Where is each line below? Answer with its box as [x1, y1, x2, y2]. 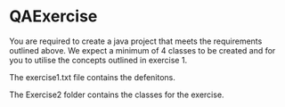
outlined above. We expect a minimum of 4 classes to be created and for [9, 45, 276, 55]
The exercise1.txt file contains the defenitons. [9, 71, 176, 82]
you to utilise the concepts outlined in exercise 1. [9, 54, 188, 65]
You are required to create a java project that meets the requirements [9, 36, 263, 46]
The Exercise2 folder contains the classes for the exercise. [9, 89, 224, 100]
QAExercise [9, 6, 98, 27]
